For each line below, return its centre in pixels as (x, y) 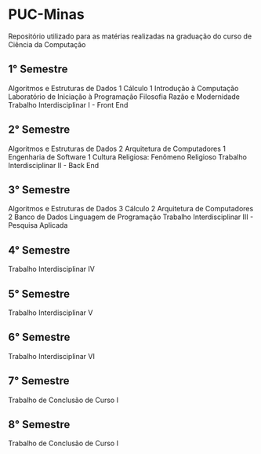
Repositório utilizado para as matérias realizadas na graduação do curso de (130, 36)
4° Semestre (39, 250)
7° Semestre (39, 381)
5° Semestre (39, 293)
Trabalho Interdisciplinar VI (52, 356)
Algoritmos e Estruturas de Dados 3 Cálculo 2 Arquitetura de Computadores (131, 209)
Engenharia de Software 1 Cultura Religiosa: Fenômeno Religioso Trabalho (127, 157)
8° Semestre (39, 425)
